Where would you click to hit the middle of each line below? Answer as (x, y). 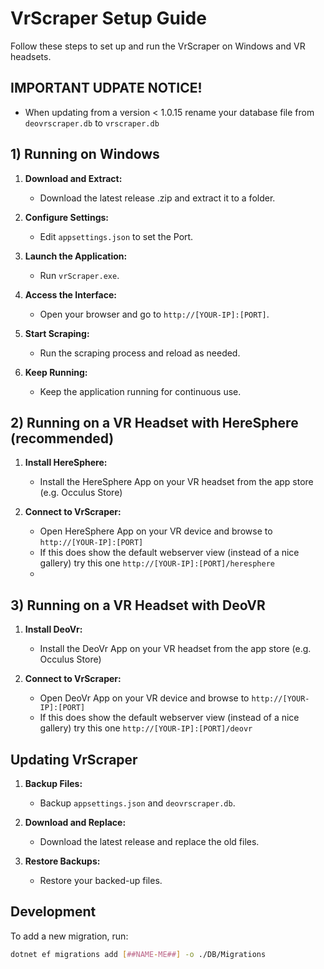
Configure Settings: (66, 217)
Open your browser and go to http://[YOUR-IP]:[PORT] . (154, 314)
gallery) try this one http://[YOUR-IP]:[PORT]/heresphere (157, 563)
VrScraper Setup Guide (108, 18)
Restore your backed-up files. (101, 880)
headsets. (31, 56)
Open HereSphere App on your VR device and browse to (156, 531)
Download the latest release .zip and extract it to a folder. (157, 198)
